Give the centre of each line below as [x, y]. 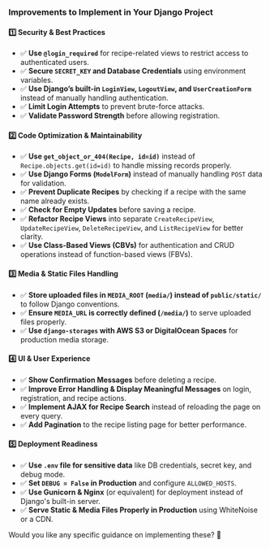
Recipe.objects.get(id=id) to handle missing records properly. [126, 166]
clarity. [31, 237]
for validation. [43, 183]
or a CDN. [37, 519]
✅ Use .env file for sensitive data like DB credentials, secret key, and [136, 465]
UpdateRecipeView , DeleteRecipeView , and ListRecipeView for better [132, 228]
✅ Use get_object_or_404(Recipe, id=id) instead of [108, 156]
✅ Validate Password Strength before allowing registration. [120, 115]
